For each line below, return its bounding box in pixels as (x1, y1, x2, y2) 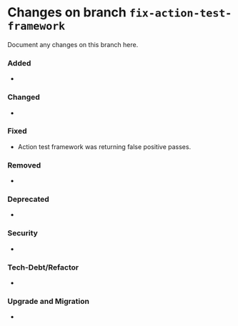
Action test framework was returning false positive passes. (17, 142, 192, 151)
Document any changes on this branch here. (7, 40, 139, 49)
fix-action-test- (129, 6, 232, 20)
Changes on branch (7, 4, 127, 21)
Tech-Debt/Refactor (7, 262, 79, 272)
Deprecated (7, 194, 50, 204)
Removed (7, 160, 41, 170)
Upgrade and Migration (7, 296, 89, 306)
